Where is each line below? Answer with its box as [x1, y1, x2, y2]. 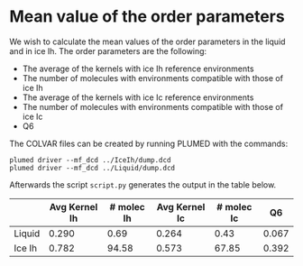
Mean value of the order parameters [9, 6, 286, 27]
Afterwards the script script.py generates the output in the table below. [9, 179, 277, 190]
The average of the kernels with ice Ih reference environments [22, 63, 254, 74]
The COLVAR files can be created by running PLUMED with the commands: [9, 138, 289, 149]
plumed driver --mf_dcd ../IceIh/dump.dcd [9, 155, 171, 164]
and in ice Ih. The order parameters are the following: [9, 45, 207, 56]
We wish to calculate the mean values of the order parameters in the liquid [9, 36, 286, 47]
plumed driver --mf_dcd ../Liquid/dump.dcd [9, 163, 176, 172]
